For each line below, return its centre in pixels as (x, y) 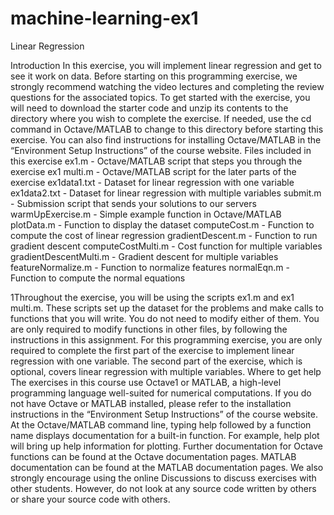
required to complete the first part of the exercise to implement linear (152, 350)
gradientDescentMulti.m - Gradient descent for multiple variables (144, 256)
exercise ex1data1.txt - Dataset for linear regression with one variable (152, 182)
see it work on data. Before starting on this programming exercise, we (154, 76)
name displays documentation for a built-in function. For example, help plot (165, 435)
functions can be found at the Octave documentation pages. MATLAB (153, 456)
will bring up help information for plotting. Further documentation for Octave (166, 446)
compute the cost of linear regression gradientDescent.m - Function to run (164, 235)
